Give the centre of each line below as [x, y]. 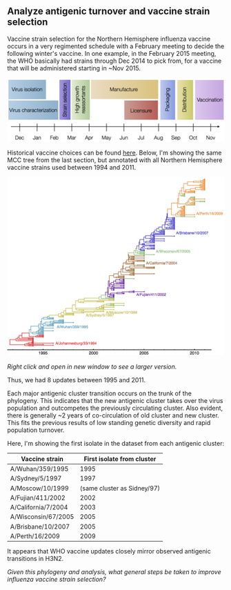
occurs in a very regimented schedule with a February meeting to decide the [116, 46]
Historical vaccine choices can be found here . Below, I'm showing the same [114, 153]
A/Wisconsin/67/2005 [42, 517]
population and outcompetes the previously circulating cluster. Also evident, [115, 408]
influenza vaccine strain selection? [57, 580]
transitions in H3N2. [36, 559]
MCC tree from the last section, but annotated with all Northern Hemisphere [115, 160]
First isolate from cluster [120, 459]
